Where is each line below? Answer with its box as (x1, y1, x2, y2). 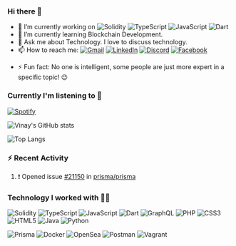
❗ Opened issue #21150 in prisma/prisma (17, 172, 136, 180)
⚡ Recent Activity (7, 153, 69, 163)
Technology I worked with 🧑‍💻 (7, 193, 111, 203)
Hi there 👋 (7, 6, 43, 16)
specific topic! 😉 (17, 73, 68, 81)
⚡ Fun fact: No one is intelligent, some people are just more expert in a (17, 63, 225, 71)
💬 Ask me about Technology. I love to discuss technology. (17, 38, 188, 46)
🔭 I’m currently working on (17, 23, 96, 31)
